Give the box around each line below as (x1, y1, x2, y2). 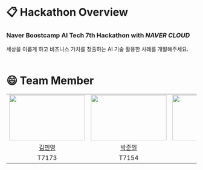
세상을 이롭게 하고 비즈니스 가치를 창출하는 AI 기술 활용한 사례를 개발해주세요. (6, 45, 188, 53)
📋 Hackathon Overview (6, 5, 129, 19)
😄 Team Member (6, 74, 94, 87)
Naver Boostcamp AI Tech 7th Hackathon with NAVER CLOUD (6, 31, 190, 40)
